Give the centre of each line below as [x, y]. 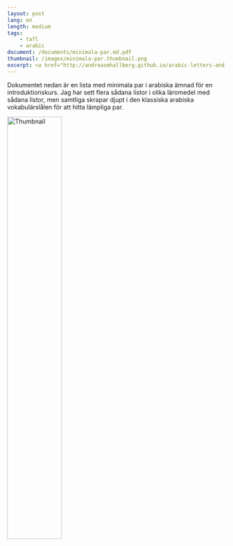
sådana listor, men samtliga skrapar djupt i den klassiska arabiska [101, 99]
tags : [15, 33]
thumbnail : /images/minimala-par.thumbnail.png [77, 59]
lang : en [20, 20]
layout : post [26, 14]
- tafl [29, 39]
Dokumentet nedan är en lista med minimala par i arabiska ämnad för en [110, 85]
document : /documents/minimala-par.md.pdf [69, 53]
